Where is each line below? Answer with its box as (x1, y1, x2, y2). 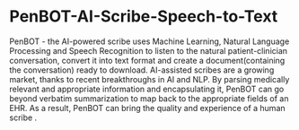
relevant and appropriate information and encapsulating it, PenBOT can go (9, 83, 285, 94)
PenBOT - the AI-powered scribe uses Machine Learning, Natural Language (9, 36, 290, 47)
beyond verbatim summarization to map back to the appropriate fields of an (9, 92, 289, 104)
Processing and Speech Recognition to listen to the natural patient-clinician (9, 45, 288, 56)
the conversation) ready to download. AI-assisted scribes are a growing (9, 65, 275, 75)
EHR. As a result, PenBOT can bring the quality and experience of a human (9, 102, 286, 113)
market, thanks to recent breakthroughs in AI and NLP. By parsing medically (9, 74, 290, 84)
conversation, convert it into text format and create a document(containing (9, 55, 286, 65)
